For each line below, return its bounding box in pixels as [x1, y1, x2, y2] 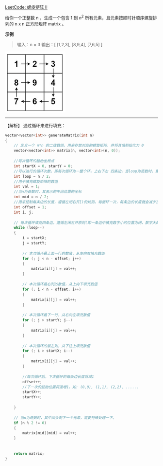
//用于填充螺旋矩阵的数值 [14, 179, 58, 184]
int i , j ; [14, 210, 34, 215]
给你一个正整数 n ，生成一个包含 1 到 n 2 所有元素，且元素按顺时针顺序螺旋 [5, 14, 153, 20]
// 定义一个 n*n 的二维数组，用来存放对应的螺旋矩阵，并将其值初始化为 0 [14, 143, 144, 148]
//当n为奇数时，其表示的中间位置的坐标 [14, 189, 82, 194]
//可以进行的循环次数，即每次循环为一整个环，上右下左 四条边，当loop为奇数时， [14, 168, 155, 174]
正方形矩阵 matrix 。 [25, 21, 66, 27]
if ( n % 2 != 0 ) [14, 420, 47, 425]
